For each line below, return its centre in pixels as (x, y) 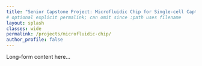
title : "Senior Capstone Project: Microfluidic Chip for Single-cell (95, 12)
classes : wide (24, 28)
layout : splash (25, 23)
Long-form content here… (38, 57)
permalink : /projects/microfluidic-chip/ (59, 34)
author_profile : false (35, 40)
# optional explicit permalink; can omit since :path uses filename (94, 17)
